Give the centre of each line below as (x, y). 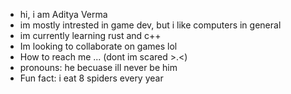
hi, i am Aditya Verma (63, 14)
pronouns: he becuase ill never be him (98, 67)
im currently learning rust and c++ (90, 35)
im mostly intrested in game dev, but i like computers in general (150, 25)
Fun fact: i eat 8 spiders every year (91, 78)
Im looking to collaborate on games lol (98, 46)
